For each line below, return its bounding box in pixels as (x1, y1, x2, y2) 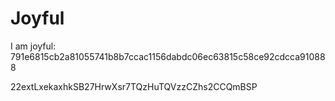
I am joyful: (10, 40, 57, 52)
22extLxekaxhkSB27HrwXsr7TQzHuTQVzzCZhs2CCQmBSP (10, 80, 258, 92)
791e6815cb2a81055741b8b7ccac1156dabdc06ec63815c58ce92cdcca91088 (10, 50, 326, 62)
